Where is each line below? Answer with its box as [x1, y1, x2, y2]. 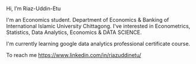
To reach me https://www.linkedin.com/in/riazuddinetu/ [6, 52, 141, 58]
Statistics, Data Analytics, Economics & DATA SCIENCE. [6, 29, 142, 36]
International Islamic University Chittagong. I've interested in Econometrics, [6, 23, 191, 29]
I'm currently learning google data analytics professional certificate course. [6, 41, 191, 47]
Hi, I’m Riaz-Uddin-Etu [6, 5, 61, 12]
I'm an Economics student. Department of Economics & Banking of [6, 16, 169, 23]
